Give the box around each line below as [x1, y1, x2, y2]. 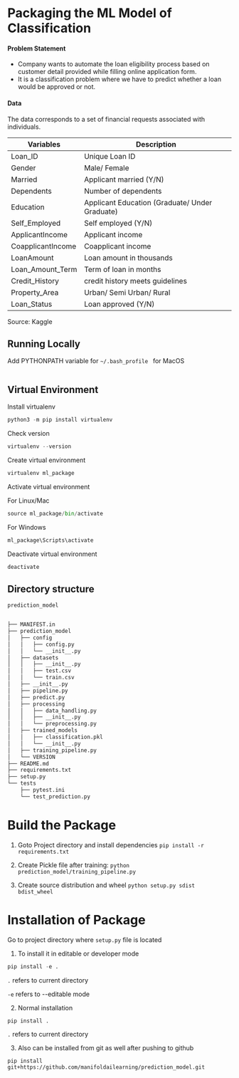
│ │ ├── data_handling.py [7, 707, 97, 714]
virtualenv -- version [7, 443, 72, 450]
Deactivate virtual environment [7, 550, 97, 558]
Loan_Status [11, 299, 53, 309]
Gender [11, 162, 36, 172]
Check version [7, 429, 50, 438]
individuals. [7, 122, 41, 131]
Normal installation [17, 1003, 73, 1012]
